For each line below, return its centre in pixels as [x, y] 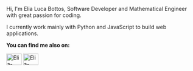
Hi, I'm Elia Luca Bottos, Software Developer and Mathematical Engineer [97, 9]
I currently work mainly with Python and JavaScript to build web [86, 27]
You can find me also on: [38, 45]
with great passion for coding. [44, 15]
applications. [22, 33]
